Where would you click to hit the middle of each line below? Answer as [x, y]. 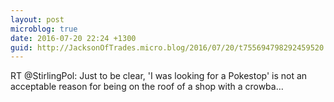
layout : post [37, 19]
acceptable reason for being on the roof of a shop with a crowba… [147, 87]
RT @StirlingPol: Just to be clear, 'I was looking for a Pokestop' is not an [159, 76]
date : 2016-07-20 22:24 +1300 [73, 38]
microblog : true [44, 29]
